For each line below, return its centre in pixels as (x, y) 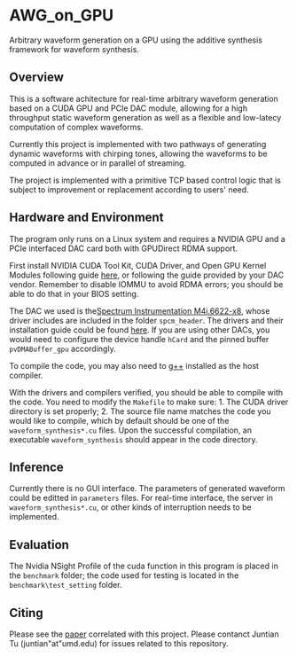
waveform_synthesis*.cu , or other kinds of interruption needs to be (130, 507)
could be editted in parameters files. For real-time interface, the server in (141, 498)
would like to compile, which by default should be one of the (119, 420)
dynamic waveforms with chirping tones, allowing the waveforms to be (138, 153)
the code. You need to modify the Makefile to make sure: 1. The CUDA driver (149, 402)
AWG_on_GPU (62, 16)
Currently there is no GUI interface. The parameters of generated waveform (147, 489)
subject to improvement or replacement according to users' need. (129, 189)
